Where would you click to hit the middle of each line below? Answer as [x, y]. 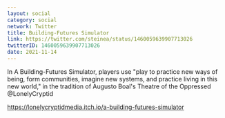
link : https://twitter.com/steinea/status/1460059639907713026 [100, 39]
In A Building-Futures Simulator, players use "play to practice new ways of [112, 71]
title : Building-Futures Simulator [58, 33]
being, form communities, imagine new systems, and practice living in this [112, 79]
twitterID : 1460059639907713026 [53, 46]
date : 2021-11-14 [32, 52]
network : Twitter [32, 26]
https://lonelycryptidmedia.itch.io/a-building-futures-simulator [96, 107]
